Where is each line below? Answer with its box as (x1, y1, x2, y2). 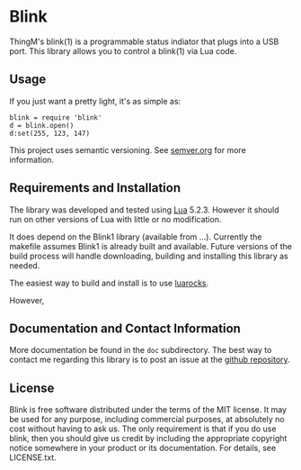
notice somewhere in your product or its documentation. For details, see (9, 443, 277, 454)
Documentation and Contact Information (9, 321, 241, 336)
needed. (9, 259, 40, 271)
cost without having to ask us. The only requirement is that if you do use (9, 423, 277, 434)
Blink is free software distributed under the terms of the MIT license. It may (9, 404, 288, 415)
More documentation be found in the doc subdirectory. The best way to (9, 345, 272, 356)
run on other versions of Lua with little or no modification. (9, 213, 222, 224)
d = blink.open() (9, 121, 75, 130)
